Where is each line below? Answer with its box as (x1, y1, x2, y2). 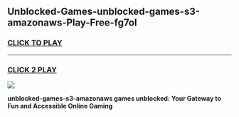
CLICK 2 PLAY (7, 65, 57, 74)
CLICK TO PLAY (7, 38, 63, 48)
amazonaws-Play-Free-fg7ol (7, 17, 137, 29)
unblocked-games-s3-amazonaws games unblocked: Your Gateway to (7, 94, 222, 102)
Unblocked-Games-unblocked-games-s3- (7, 6, 201, 18)
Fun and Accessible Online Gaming (7, 101, 113, 110)
